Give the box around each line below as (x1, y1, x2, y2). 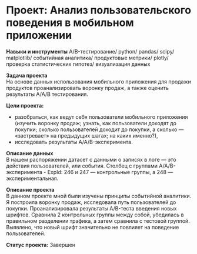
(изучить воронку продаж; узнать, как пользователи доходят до (14, 119, 176, 126)
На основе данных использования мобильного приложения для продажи (6, 78, 191, 85)
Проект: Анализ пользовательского (6, 4, 192, 17)
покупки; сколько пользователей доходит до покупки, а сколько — (14, 126, 184, 133)
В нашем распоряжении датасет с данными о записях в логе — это (6, 156, 176, 163)
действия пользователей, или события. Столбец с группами (6, 162, 158, 169)
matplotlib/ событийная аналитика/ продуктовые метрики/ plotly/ (6, 54, 169, 61)
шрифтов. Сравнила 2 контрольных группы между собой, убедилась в (6, 211, 184, 218)
